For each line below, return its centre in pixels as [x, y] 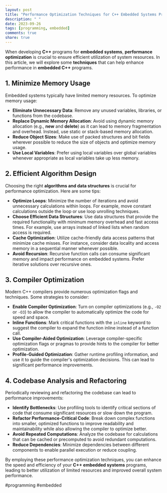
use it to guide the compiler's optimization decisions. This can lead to [83, 360]
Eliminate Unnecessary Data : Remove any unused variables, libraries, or [87, 110]
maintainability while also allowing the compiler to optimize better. [80, 429]
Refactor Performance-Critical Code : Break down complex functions [83, 418]
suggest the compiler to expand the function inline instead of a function [85, 328]
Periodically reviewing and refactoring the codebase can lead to [71, 393]
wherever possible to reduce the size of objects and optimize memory [84, 142]
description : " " [23, 19]
